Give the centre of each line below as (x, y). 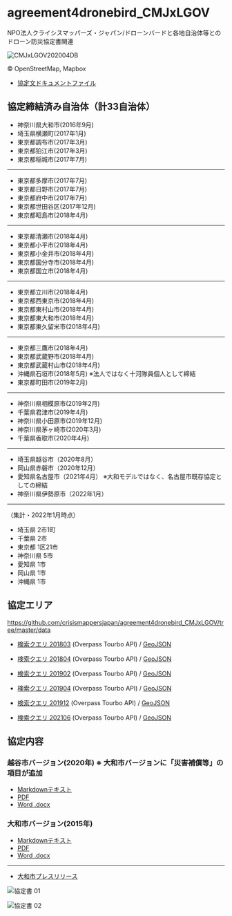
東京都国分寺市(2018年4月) (56, 262)
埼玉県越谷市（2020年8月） (57, 459)
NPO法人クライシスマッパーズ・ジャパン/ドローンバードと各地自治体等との (114, 32)
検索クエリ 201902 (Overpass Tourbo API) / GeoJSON (94, 673)
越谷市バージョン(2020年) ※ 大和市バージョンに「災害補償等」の (115, 763)
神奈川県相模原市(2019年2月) (58, 403)
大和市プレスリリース (47, 876)
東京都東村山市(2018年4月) (56, 309)
